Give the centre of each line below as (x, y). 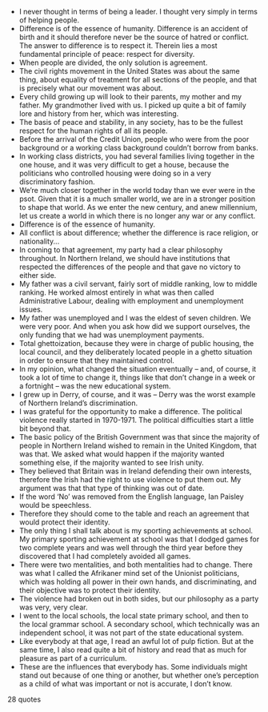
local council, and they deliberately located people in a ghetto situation (136, 352)
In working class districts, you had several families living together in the (137, 156)
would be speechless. (55, 505)
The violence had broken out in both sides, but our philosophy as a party (139, 599)
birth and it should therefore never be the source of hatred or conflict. (134, 37)
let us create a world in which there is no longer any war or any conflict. (137, 216)
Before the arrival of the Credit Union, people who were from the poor (134, 139)
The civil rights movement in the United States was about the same (130, 71)
